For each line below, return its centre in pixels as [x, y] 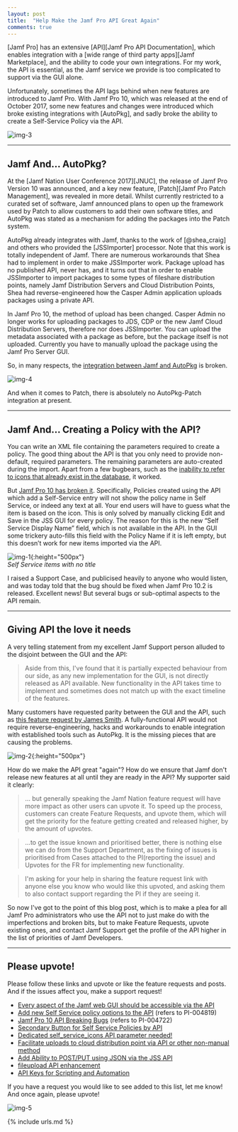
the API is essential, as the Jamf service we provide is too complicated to [114, 70]
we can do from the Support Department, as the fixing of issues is [121, 850]
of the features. [47, 698]
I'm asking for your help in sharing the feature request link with [116, 878]
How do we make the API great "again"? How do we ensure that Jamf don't [117, 770]
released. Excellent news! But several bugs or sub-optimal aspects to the [114, 593]
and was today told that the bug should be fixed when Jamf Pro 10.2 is [110, 586]
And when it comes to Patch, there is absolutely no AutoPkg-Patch [104, 393]
